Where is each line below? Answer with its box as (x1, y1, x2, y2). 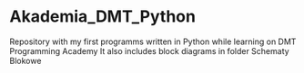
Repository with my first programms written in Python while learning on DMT (9, 36, 297, 47)
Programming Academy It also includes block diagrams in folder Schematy (9, 45, 289, 56)
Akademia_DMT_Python (9, 6, 196, 27)
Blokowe (9, 55, 42, 66)
